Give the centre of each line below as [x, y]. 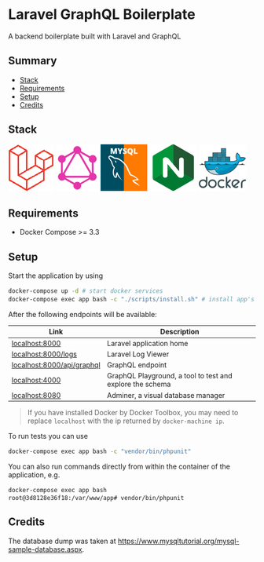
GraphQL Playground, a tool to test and [170, 376]
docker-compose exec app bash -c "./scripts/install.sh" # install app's [132, 300]
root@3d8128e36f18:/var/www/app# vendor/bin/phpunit [96, 498]
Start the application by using [56, 276]
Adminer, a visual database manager [166, 395]
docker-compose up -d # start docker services [86, 291]
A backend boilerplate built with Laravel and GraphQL [95, 36]
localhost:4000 [36, 380]
